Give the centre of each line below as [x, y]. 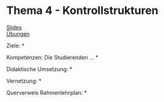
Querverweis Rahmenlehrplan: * [47, 92]
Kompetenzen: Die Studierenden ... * [53, 57]
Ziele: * [15, 46]
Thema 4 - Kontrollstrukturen [83, 11]
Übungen [18, 33]
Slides [14, 27]
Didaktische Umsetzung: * [39, 69]
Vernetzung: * [24, 81]
